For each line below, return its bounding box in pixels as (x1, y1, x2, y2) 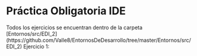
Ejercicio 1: (23, 43, 50, 50)
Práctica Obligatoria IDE (6, 4, 126, 18)
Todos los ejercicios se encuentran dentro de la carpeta (6, 24, 143, 31)
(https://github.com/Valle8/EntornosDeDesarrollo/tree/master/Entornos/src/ (6, 36, 192, 43)
